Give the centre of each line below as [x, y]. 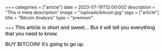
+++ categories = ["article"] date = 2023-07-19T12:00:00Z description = [80, 7]
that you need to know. [32, 34]
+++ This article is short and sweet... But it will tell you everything [80, 27]
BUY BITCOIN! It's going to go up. [45, 44]
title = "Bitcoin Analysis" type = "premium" [49, 18]
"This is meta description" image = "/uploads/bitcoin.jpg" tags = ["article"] [82, 12]
